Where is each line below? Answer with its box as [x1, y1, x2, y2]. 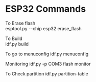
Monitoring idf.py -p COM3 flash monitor [5, 60, 91, 67]
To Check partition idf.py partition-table [5, 70, 88, 77]
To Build [5, 35, 23, 42]
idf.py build [5, 40, 29, 47]
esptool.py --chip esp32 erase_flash [5, 25, 82, 31]
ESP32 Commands [5, 3, 86, 15]
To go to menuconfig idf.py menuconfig [5, 51, 88, 57]
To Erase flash [5, 20, 36, 26]
